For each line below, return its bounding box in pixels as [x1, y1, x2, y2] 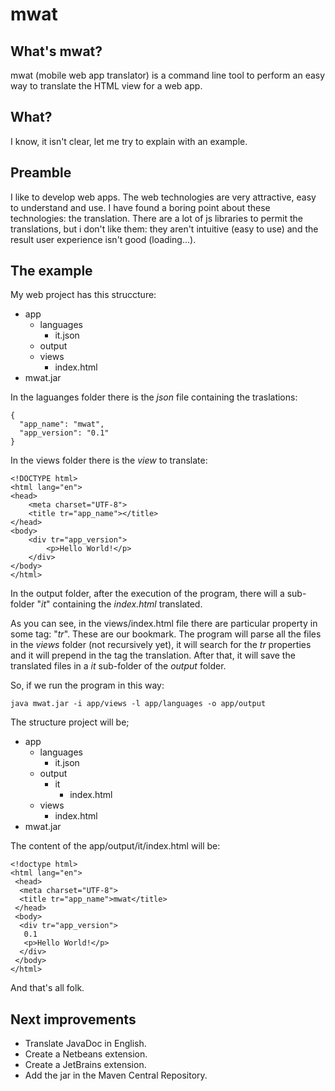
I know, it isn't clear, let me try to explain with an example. [10, 135, 248, 147]
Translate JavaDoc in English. [24, 1038, 147, 1050]
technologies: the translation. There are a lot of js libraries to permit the [10, 212, 303, 224]
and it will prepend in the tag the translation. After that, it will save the [10, 649, 296, 662]
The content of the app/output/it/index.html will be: [10, 840, 221, 852]
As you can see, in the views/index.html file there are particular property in [10, 618, 318, 630]
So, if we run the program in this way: [10, 679, 165, 692]
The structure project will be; [10, 716, 130, 728]
